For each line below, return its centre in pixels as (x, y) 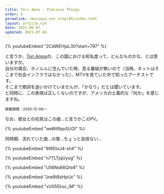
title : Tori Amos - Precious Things (42, 10)
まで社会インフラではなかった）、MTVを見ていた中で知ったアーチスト (79, 75)
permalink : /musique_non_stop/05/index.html (51, 19)
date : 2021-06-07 (23, 28)
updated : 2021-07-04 (26, 32)
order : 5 (14, 14)
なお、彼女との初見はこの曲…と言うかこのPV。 (53, 119)
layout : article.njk (26, 23)
